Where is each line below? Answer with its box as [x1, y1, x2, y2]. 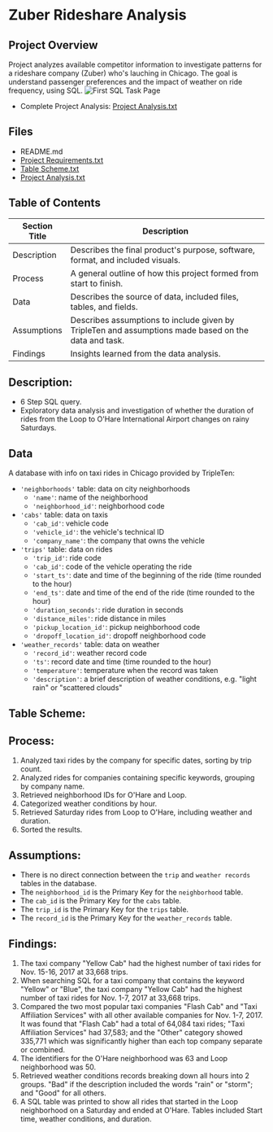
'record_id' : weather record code [32, 649, 148, 658]
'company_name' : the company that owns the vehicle [32, 535, 206, 546]
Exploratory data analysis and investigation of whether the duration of [19, 405, 254, 416]
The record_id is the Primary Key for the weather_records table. [19, 913, 233, 923]
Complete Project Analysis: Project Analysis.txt [19, 102, 177, 111]
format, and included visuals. [70, 254, 181, 265]
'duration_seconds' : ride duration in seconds [32, 605, 184, 615]
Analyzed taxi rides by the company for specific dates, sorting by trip [19, 755, 252, 766]
